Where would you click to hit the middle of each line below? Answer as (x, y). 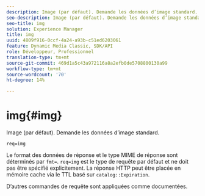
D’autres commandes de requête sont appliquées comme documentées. (97, 186)
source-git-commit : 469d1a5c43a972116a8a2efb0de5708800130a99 (87, 63)
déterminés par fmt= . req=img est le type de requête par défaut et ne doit (98, 162)
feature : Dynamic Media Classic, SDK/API (60, 46)
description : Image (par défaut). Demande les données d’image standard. (102, 12)
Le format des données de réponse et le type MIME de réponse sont (92, 155)
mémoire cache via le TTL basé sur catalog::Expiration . (78, 175)
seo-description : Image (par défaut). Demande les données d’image (94, 18)
